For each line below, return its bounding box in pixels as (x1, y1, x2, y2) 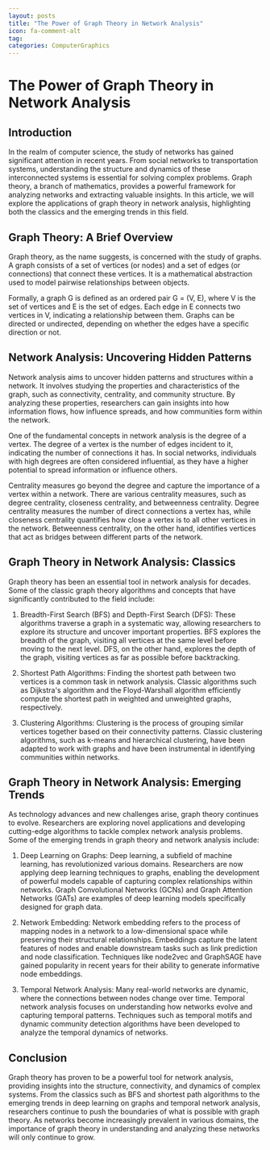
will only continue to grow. (8, 1132, 95, 1142)
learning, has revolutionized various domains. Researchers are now (19, 860, 243, 869)
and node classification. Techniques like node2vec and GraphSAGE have (19, 952, 262, 962)
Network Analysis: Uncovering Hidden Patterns (8, 351, 252, 365)
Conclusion (8, 1051, 68, 1065)
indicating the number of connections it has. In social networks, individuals (8, 448, 257, 457)
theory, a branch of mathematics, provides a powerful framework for (8, 181, 236, 191)
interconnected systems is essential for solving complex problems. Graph (8, 173, 252, 182)
